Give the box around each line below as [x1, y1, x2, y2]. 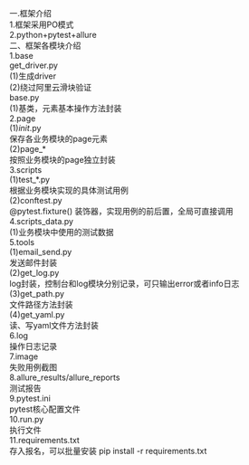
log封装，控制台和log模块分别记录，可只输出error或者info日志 [9, 279, 240, 289]
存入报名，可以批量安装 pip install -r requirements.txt [9, 446, 207, 456]
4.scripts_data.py [9, 216, 74, 226]
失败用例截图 [9, 362, 57, 373]
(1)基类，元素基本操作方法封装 [9, 103, 122, 113]
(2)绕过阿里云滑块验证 [9, 82, 92, 92]
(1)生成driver [9, 71, 57, 81]
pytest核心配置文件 [9, 403, 81, 414]
